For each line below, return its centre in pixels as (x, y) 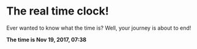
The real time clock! (58, 11)
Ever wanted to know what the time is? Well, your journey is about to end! (99, 28)
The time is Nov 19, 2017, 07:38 (46, 39)
